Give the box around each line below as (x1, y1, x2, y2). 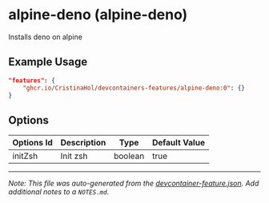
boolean (113, 150, 145, 161)
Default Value (151, 137, 206, 149)
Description (60, 137, 106, 149)
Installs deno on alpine (8, 32, 82, 42)
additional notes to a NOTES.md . (8, 187, 110, 197)
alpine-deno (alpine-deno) (8, 6, 188, 24)
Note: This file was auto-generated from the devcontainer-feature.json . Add (8, 178, 259, 189)
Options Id (12, 137, 54, 149)
